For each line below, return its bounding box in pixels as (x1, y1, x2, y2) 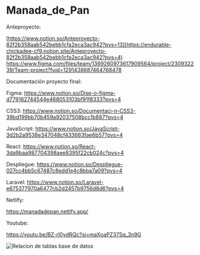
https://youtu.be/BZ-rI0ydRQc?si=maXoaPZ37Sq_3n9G (6, 231, 142, 238)
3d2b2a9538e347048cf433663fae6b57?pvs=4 (6, 131, 123, 138)
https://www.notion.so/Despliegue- (36, 160, 123, 168)
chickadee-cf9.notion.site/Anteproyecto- (6, 47, 107, 54)
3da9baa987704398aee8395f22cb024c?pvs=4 (6, 149, 124, 156)
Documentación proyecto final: (6, 78, 82, 85)
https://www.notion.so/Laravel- (26, 178, 104, 185)
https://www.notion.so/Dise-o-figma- (24, 89, 116, 96)
